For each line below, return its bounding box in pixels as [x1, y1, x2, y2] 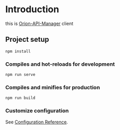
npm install [5, 48, 31, 54]
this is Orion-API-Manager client [5, 20, 73, 27]
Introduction [5, 4, 59, 15]
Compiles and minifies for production [5, 84, 100, 91]
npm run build [5, 95, 36, 100]
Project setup [5, 35, 50, 44]
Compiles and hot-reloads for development [5, 60, 115, 67]
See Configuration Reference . [5, 119, 68, 125]
